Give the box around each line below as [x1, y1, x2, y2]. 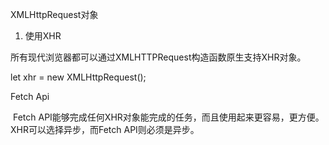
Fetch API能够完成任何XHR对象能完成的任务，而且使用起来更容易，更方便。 [12, 111, 325, 123]
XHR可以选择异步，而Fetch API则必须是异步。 [10, 124, 200, 135]
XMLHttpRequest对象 [10, 9, 99, 20]
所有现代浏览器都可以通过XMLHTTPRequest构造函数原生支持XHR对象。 [10, 51, 307, 63]
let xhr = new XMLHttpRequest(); [10, 71, 147, 83]
